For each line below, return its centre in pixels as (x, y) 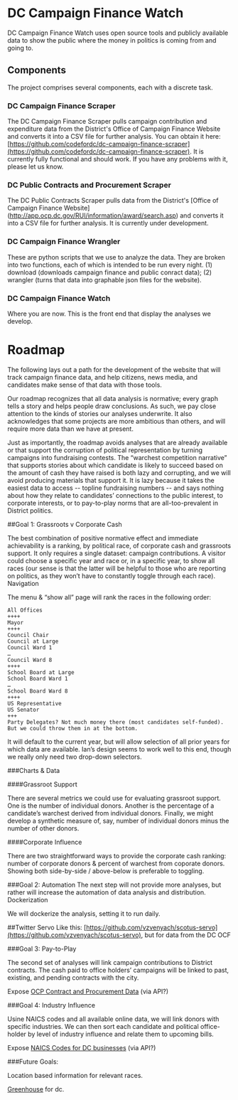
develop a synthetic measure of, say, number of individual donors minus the (118, 821)
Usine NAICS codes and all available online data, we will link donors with (113, 1019)
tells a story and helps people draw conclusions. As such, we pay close (112, 406)
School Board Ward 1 (38, 678)
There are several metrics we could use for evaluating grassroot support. (114, 798)
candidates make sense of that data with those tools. (85, 385)
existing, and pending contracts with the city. (73, 977)
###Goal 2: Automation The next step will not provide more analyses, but (114, 885)
